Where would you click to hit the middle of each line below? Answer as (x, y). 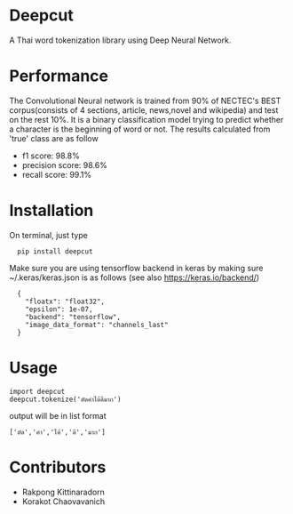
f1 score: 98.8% (51, 156)
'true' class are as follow (54, 138)
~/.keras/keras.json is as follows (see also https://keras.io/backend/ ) (135, 277)
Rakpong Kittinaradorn (63, 492)
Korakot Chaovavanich (63, 501)
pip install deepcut (55, 251)
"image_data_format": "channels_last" (97, 325)
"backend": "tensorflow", (73, 317)
